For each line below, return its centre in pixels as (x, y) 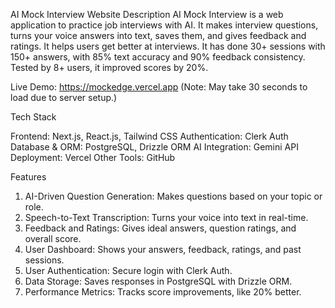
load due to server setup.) (64, 97)
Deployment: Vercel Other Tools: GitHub (93, 157)
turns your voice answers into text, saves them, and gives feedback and (158, 35)
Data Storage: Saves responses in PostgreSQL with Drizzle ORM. (158, 281)
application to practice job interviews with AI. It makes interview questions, (164, 25)
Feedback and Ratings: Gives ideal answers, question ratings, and (160, 228)
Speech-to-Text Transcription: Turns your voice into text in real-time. (166, 217)
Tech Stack (33, 117)
